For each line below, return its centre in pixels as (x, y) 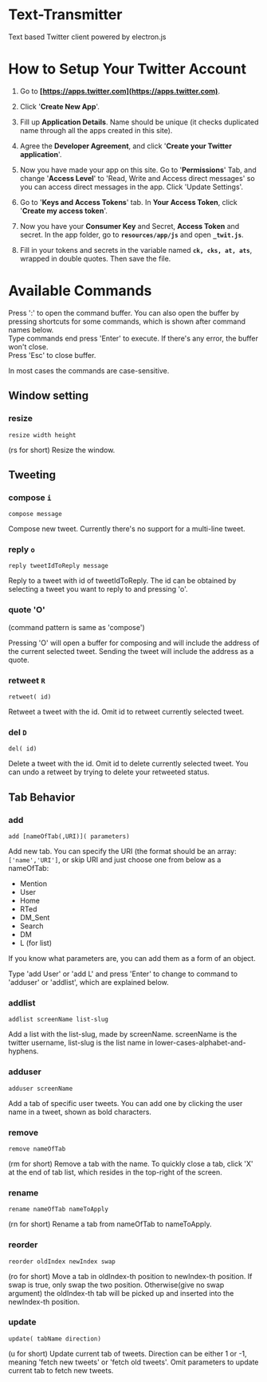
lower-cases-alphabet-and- (200, 1043)
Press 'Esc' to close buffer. (52, 355)
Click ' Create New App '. (59, 106)
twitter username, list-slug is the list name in (81, 1043)
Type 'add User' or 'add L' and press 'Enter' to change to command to (123, 974)
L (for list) (35, 943)
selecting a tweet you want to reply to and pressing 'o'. (98, 589)
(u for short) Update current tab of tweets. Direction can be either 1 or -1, (128, 1353)
